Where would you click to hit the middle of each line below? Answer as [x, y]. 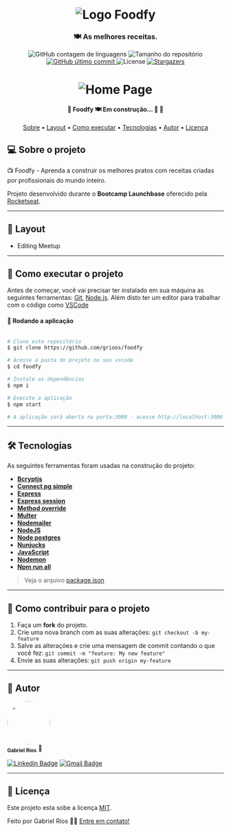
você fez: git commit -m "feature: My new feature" [91, 653]
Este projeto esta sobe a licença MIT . [59, 808]
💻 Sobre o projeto [46, 150]
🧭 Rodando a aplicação [41, 321]
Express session [41, 501]
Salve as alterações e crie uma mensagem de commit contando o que [116, 646]
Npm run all [34, 567]
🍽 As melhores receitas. [115, 37]
